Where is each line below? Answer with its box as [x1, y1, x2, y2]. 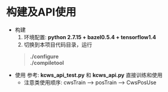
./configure [29, 53, 59, 60]
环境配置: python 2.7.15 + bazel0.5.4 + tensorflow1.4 [23, 33, 157, 40]
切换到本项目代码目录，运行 [23, 41, 93, 48]
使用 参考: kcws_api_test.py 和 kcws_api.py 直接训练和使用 [14, 71, 163, 78]
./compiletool [29, 59, 65, 66]
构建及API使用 [6, 5, 77, 19]
